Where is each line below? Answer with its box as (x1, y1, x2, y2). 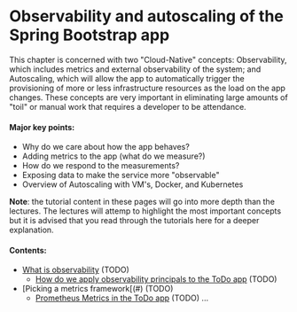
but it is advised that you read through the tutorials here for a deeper (9, 215, 260, 226)
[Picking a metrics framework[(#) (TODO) (21, 284, 174, 294)
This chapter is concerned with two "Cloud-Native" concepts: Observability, (9, 54, 287, 65)
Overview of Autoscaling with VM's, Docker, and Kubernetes (21, 179, 244, 190)
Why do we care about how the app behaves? (21, 142, 191, 152)
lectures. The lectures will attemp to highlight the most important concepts (9, 206, 282, 216)
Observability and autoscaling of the (9, 6, 284, 27)
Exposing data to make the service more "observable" (21, 170, 220, 181)
